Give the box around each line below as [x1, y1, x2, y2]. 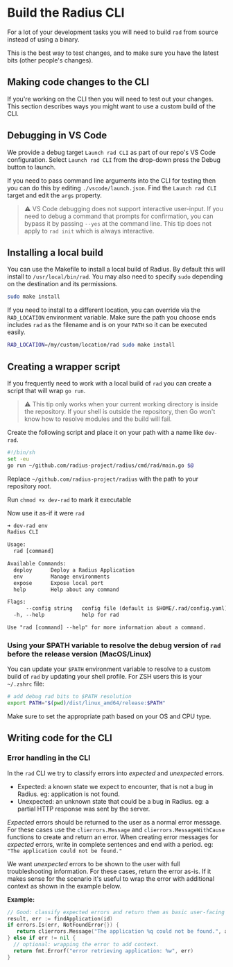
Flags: [7, 599, 26, 606]
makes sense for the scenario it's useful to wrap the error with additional [7, 874, 215, 883]
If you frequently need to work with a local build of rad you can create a [7, 379, 212, 387]
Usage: [7, 541, 26, 548]
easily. [7, 328, 26, 336]
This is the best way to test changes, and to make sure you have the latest [7, 49, 219, 57]
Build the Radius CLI [7, 5, 125, 21]
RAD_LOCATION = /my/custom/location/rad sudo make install [7, 342, 175, 349]
